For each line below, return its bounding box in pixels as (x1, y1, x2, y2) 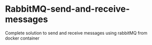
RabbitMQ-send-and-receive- (5, 3, 130, 15)
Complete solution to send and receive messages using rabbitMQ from (5, 30, 148, 36)
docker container (5, 35, 40, 41)
